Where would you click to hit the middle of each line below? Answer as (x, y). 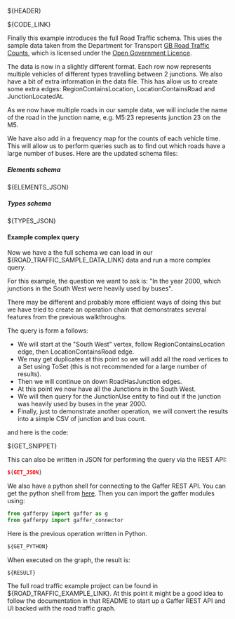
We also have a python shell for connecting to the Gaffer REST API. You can (116, 486)
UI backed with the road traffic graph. (61, 608)
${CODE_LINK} (29, 24)
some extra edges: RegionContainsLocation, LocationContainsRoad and (111, 89)
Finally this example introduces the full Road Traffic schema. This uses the (115, 38)
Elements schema (34, 169)
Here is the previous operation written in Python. (77, 533)
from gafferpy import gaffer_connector (66, 520)
